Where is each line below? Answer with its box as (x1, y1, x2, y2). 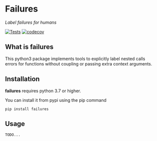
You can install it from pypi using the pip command (5, 97, 107, 103)
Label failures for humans (5, 19, 57, 25)
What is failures (5, 43, 54, 51)
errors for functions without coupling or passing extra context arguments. (5, 61, 152, 66)
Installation (5, 75, 40, 83)
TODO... (5, 132, 21, 138)
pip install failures (5, 107, 49, 111)
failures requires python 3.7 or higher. (5, 88, 81, 94)
